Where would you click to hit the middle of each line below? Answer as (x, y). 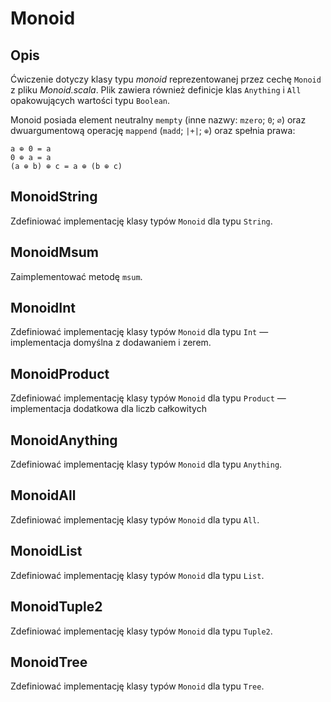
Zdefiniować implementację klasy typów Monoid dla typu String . (141, 221)
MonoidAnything (64, 440)
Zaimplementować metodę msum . (76, 276)
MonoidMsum (54, 252)
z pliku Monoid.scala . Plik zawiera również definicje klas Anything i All (156, 90)
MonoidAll (43, 495)
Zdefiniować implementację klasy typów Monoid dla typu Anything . (146, 464)
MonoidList (46, 551)
